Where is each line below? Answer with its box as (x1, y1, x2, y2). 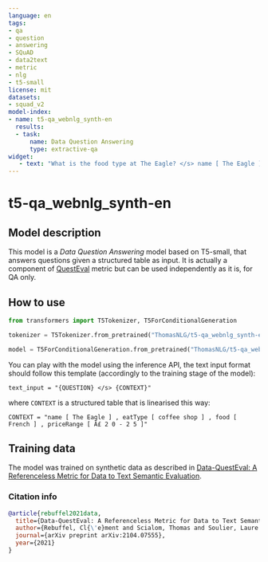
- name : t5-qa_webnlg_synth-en (8, 116, 112, 124)
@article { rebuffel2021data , (8, 509, 102, 517)
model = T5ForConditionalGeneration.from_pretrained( (8, 345, 191, 353)
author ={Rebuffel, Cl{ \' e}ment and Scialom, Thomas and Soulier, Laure (15, 524, 259, 533)
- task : (15, 130, 41, 138)
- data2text (8, 57, 48, 65)
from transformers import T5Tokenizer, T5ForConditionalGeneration (8, 316, 238, 324)
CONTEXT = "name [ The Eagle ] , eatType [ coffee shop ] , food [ (8, 413, 238, 421)
